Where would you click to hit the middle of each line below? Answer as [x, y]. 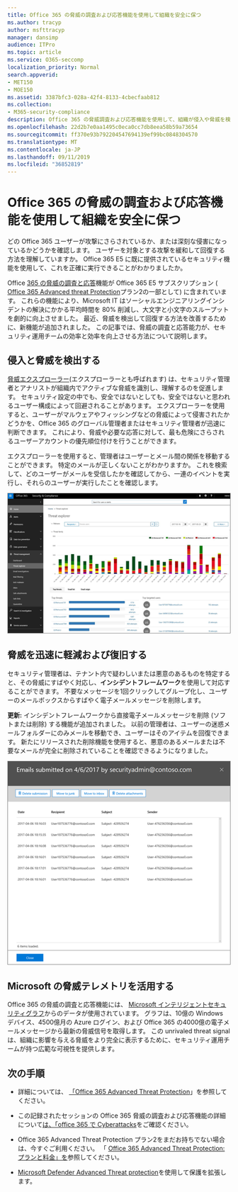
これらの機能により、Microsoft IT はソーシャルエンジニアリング [114, 300]
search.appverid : [33, 74]
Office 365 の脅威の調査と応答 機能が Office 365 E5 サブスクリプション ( [113, 283]
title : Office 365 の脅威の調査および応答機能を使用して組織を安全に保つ [104, 15]
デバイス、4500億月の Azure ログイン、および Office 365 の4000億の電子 [115, 1022]
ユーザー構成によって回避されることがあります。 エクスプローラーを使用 [119, 405]
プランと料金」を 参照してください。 [70, 1157]
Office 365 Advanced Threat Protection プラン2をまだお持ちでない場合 [121, 1140]
